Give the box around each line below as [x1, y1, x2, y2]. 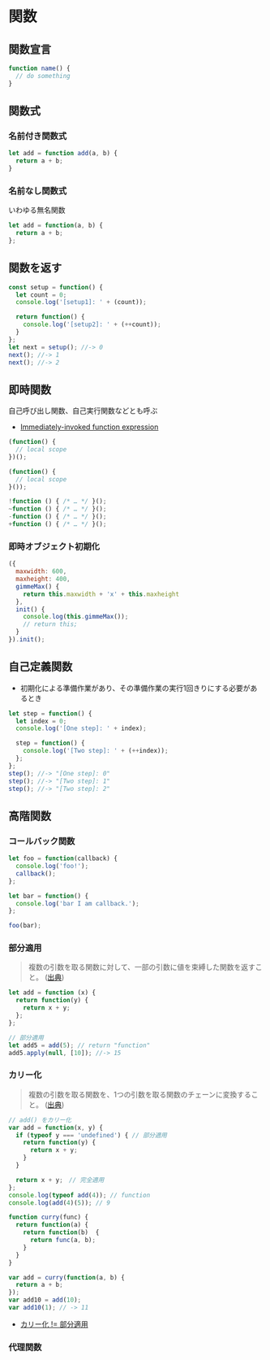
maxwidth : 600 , [15, 567, 67, 576]
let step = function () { [8, 709, 92, 718]
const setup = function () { [8, 283, 104, 291]
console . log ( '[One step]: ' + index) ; [15, 724, 148, 732]
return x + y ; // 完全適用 [15, 1175, 105, 1184]
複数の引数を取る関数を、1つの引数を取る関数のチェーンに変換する [28, 1089, 251, 1099]
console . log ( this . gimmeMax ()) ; [23, 613, 129, 621]
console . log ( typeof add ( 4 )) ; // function [8, 1191, 151, 1199]
